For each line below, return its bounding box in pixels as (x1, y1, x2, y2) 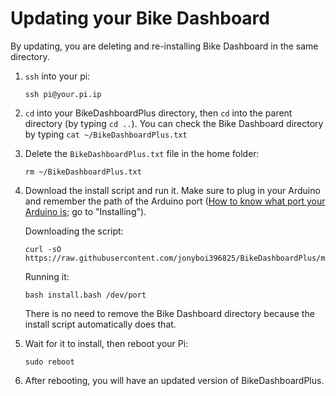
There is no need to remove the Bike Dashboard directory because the (24, 307, 315, 319)
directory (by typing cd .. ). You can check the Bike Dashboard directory (24, 117, 324, 129)
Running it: (24, 270, 70, 282)
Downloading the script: (24, 225, 124, 237)
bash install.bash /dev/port (24, 290, 147, 300)
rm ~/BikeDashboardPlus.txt (24, 167, 142, 177)
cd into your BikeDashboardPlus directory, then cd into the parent (24, 107, 293, 119)
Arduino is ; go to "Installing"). (24, 205, 147, 217)
